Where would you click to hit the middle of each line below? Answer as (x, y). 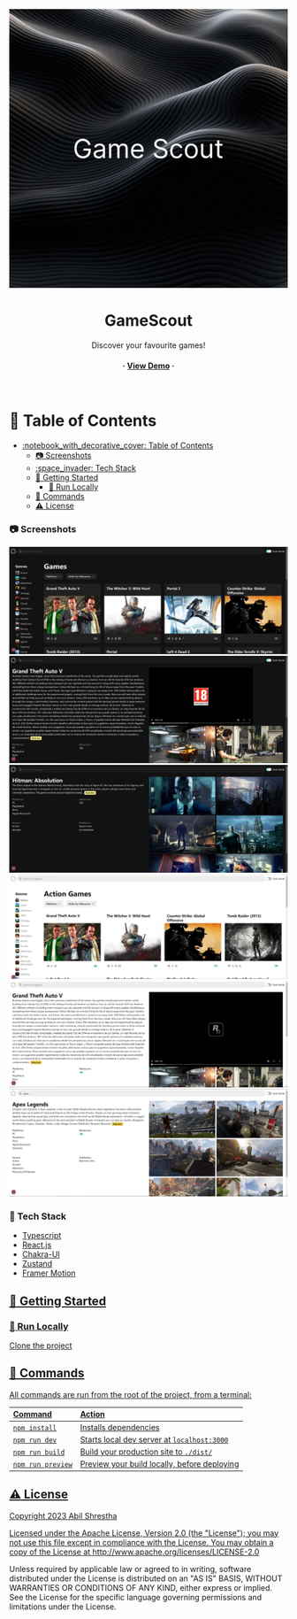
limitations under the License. (63, 1607)
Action (92, 1415)
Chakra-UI (41, 1254)
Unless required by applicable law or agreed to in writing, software (130, 1569)
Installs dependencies (120, 1427)
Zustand (37, 1264)
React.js (37, 1245)
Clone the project (41, 1345)
